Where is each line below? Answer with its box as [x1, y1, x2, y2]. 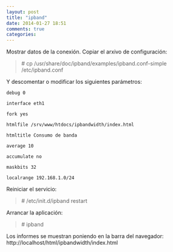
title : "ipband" [6, 15, 47, 21]
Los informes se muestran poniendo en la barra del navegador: [6, 233, 164, 240]
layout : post [6, 9, 39, 15]
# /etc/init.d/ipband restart [21, 197, 88, 205]
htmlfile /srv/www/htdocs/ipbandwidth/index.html [6, 122, 135, 128]
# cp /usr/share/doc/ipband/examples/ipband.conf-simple [21, 60, 167, 67]
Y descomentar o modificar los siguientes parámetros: [6, 78, 143, 86]
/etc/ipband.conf [21, 66, 64, 73]
